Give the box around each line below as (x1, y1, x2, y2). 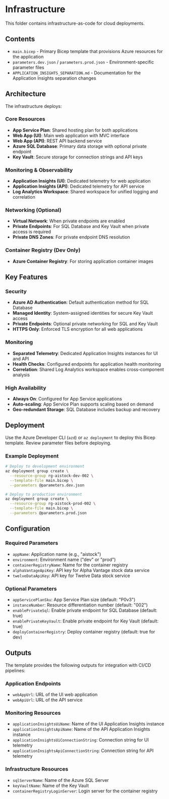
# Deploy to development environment (5, 464, 85, 469)
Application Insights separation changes (12, 75, 96, 81)
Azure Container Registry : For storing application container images (12, 258, 154, 264)
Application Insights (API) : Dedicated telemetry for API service (12, 183, 145, 190)
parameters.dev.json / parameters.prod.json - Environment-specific (12, 59, 154, 65)
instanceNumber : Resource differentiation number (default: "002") (12, 602, 148, 608)
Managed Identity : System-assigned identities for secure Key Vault (12, 310, 153, 316)
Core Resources (5, 116, 45, 123)
